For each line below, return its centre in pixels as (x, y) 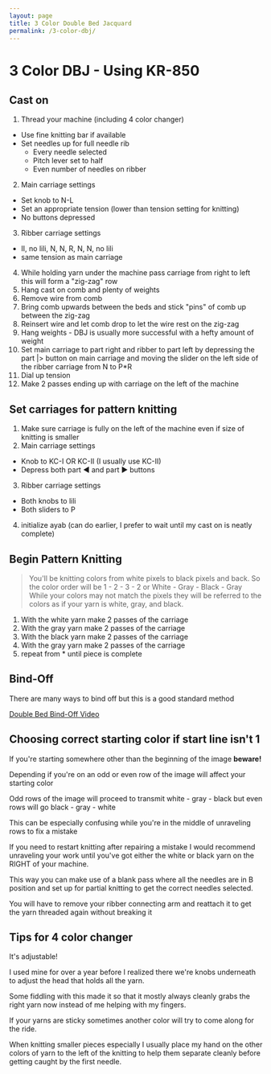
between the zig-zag (55, 315)
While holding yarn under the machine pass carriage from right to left (135, 273)
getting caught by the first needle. (66, 1062)
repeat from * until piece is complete (82, 654)
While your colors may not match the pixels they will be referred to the (145, 595)
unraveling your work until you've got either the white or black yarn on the (131, 855)
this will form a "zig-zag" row (69, 282)
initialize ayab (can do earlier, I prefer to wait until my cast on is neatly (136, 525)
